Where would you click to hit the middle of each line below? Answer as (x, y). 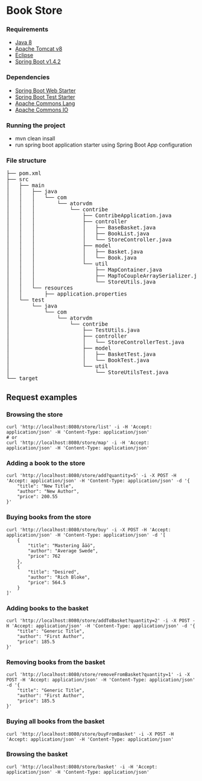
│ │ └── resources (40, 288)
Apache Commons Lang (45, 103)
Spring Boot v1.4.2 (38, 62)
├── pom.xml (24, 173)
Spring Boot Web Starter (46, 90)
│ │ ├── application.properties (67, 294)
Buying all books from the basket (55, 721)
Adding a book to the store (46, 463)
